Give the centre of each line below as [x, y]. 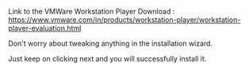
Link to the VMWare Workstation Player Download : [92, 11]
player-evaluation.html [45, 28]
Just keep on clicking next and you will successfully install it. [107, 59]
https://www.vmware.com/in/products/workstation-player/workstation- [125, 20]
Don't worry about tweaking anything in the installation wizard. [110, 43]
